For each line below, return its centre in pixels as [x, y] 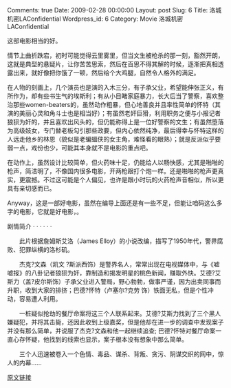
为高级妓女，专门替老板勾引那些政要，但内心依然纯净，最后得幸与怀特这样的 [115, 130]
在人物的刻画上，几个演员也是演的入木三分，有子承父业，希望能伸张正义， [112, 87]
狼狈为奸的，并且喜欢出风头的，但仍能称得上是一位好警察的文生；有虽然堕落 [115, 122]
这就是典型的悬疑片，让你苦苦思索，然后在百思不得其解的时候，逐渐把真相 [112, 64]
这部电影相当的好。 [34, 41]
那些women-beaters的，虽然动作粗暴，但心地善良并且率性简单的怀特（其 [117, 105]
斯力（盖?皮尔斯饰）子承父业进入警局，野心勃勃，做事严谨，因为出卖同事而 [114, 281]
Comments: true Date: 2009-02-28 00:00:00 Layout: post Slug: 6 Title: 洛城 [114, 10]
